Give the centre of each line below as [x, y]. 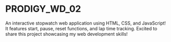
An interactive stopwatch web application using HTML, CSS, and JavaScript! [86, 23]
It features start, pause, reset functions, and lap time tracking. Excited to [81, 28]
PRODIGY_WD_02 [43, 9]
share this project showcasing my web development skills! [67, 34]
